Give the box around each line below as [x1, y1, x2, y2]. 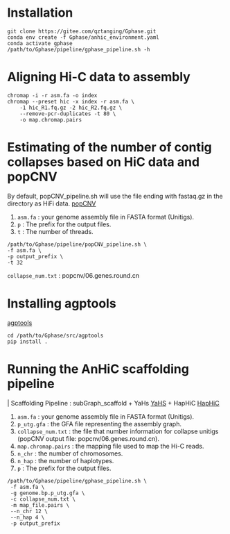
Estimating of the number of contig [7, 140, 213, 156]
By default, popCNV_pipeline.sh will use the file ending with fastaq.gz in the [7, 192, 223, 200]
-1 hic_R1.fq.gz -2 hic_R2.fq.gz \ [19, 104, 123, 111]
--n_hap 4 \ [10, 514, 45, 521]
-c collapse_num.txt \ [10, 495, 76, 503]
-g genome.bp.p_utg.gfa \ [10, 490, 85, 497]
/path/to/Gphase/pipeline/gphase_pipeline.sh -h [7, 46, 150, 53]
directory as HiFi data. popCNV [7, 199, 96, 208]
